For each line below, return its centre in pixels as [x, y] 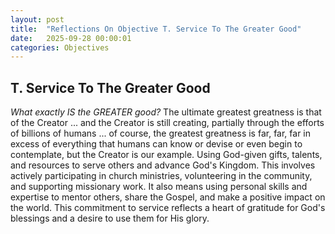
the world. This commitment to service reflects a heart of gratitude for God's [168, 208]
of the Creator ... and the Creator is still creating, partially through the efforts [167, 123]
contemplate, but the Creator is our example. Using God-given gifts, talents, [166, 155]
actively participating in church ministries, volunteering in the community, [161, 176]
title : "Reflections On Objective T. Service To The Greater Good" [156, 29]
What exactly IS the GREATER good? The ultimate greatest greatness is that [166, 112]
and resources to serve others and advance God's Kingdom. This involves [163, 165]
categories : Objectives [60, 47]
